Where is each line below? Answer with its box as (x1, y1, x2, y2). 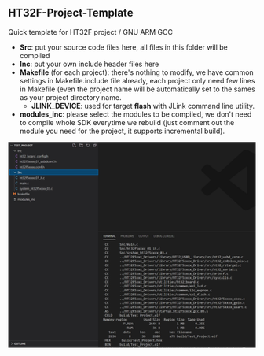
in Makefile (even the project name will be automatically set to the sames (19, 84, 255, 94)
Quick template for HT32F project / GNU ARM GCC (8, 27, 173, 36)
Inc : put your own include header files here (19, 59, 159, 69)
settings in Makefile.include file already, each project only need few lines (19, 76, 255, 85)
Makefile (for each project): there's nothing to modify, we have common (19, 67, 254, 77)
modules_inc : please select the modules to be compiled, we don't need (19, 109, 252, 119)
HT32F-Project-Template (8, 6, 134, 20)
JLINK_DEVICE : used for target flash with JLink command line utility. (31, 101, 255, 110)
